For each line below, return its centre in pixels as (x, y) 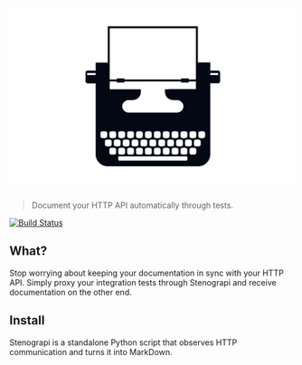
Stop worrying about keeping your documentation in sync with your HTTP (147, 273)
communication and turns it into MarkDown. (91, 351)
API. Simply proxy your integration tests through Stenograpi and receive (143, 282)
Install (27, 320)
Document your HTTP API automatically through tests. (132, 205)
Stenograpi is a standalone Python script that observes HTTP (123, 342)
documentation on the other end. (71, 292)
